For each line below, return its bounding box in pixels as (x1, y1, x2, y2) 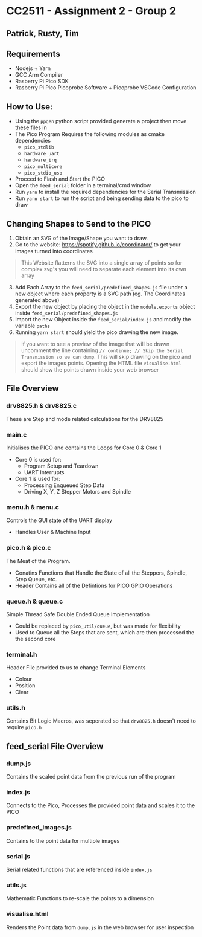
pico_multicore (24, 164, 62, 170)
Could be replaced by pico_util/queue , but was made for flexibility (14, 622, 181, 629)
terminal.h (6, 650, 37, 658)
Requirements (6, 48, 60, 59)
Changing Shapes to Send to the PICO (6, 219, 151, 229)
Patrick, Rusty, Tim (6, 28, 80, 39)
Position (14, 682, 36, 689)
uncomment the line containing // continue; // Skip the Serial (21, 347, 184, 354)
